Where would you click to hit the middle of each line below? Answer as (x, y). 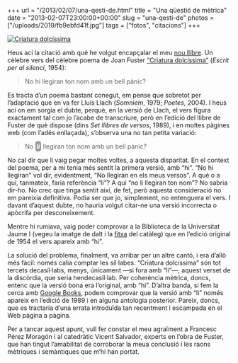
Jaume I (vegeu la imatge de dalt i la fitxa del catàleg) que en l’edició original (119, 234)
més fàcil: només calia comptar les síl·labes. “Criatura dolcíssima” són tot (114, 263)
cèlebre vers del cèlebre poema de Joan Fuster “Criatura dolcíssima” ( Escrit (118, 60)
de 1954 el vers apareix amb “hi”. (56, 241)
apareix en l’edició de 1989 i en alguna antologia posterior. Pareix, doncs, (114, 300)
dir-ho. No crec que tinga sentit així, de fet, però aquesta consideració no (114, 190)
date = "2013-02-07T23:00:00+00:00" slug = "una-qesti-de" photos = (111, 18)
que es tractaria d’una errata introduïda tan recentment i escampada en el (115, 308)
